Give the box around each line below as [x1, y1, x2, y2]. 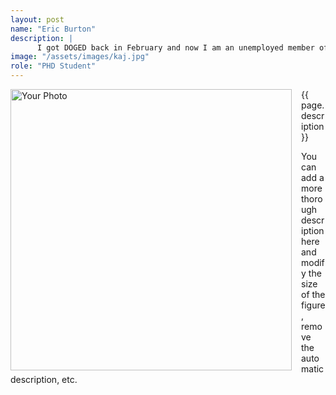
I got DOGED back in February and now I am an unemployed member [36, 42, 315, 53]
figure [301, 299, 326, 311]
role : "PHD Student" [10, 61, 97, 71]
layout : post [10, 14, 65, 25]
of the [301, 289, 326, 300]
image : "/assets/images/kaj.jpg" [10, 52, 150, 62]
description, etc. [10, 374, 78, 385]
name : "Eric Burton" [10, 24, 97, 34]
